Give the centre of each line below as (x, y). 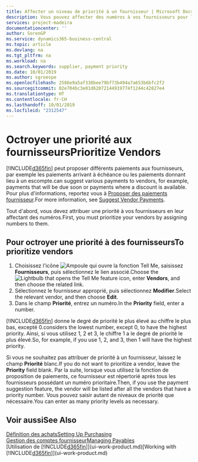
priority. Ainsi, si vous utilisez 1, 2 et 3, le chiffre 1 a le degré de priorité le (95, 333)
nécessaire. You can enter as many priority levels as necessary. (82, 401)
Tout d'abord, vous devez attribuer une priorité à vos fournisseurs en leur (95, 211)
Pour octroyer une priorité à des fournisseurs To (95, 242)
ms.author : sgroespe (32, 77)
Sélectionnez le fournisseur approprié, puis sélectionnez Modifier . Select (103, 291)
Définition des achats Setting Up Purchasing (59, 434)
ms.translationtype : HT (35, 94)
